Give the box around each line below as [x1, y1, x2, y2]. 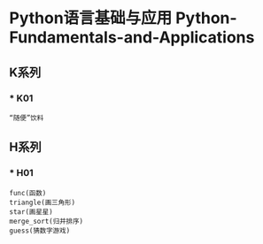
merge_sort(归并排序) [9, 217, 84, 225]
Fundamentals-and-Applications [9, 27, 255, 48]
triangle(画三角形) [9, 198, 76, 207]
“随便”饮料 [9, 113, 44, 122]
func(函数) [9, 188, 47, 197]
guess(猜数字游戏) [9, 226, 71, 235]
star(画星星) [9, 207, 53, 217]
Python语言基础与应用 [9, 8, 173, 28]
